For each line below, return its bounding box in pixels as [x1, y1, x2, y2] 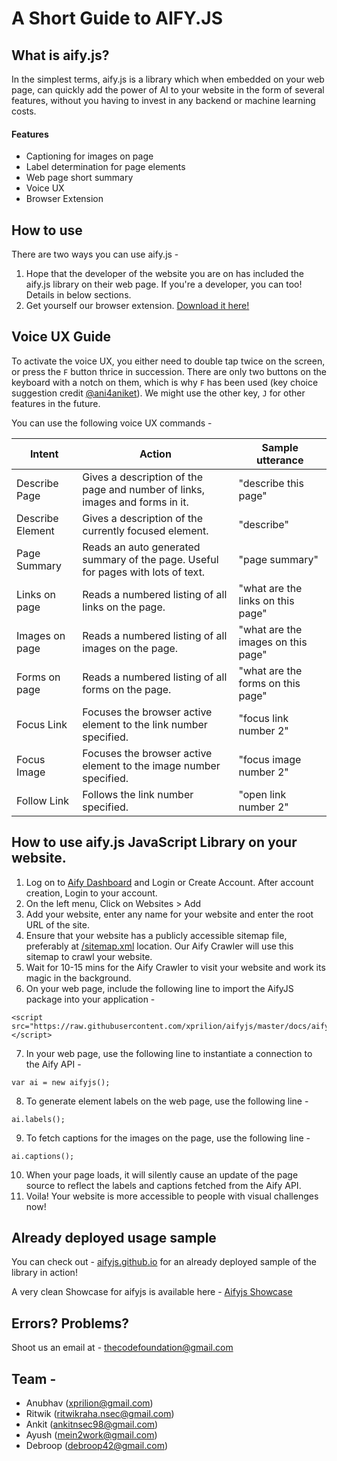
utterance [256, 453, 304, 467]
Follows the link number [82, 787, 194, 801]
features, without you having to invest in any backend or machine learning [11, 95, 316, 106]
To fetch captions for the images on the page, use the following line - [25, 1132, 311, 1144]
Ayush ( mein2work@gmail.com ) [25, 1429, 158, 1441]
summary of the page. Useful [82, 552, 219, 566]
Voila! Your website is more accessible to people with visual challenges [25, 1190, 319, 1202]
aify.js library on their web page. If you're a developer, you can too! [25, 278, 303, 291]
